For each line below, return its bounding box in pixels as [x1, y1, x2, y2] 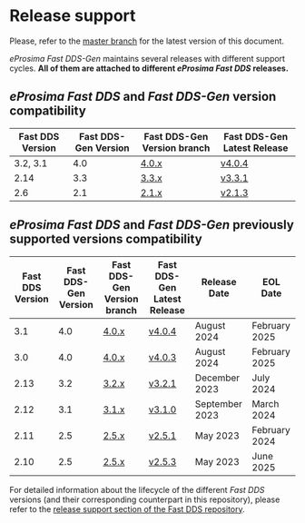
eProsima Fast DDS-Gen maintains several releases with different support [9, 53, 286, 64]
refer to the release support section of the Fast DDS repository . [9, 503, 245, 514]
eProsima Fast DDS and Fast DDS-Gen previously [9, 217, 295, 232]
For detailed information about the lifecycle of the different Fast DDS [9, 484, 265, 495]
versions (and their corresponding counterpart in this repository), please [9, 494, 280, 505]
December [194, 371, 241, 384]
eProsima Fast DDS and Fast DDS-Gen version [9, 89, 277, 104]
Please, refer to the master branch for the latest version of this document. [9, 35, 284, 46]
